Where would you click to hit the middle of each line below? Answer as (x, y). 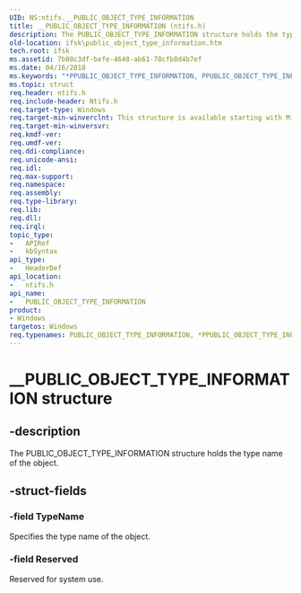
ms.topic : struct (42, 84)
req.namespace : (38, 185)
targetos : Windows (43, 327)
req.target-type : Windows (57, 110)
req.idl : (26, 168)
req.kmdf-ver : (36, 135)
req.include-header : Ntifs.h (64, 101)
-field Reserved (44, 560)
